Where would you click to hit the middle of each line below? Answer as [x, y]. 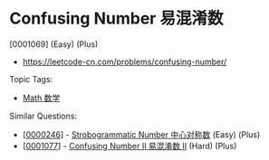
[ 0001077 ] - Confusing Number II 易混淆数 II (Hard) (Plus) [130, 146]
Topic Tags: [31, 79]
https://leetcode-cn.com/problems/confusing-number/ [125, 61]
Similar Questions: [43, 116]
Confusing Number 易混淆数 [116, 19]
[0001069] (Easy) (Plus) [54, 44]
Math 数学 [41, 98]
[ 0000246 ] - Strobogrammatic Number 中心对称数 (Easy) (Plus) [141, 134]
